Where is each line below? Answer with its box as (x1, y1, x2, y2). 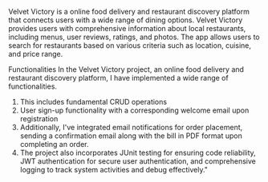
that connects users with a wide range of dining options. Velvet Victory (8, 15, 243, 25)
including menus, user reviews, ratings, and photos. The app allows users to (8, 32, 260, 42)
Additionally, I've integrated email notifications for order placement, (19, 123, 243, 132)
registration (19, 114, 59, 123)
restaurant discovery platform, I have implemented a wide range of (8, 73, 229, 82)
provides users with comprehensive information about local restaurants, (8, 24, 246, 33)
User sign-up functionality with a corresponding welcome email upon (19, 105, 250, 115)
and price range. (8, 49, 63, 58)
